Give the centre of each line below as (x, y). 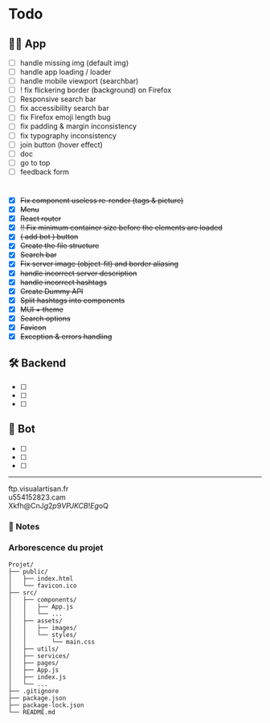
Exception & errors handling (66, 336)
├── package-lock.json (46, 705)
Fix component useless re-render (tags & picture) (102, 200)
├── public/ (28, 571)
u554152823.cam (37, 497)
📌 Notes (24, 526)
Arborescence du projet (56, 548)
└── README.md (32, 712)
